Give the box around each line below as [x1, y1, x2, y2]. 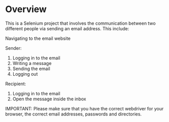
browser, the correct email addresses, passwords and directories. [5, 111, 142, 117]
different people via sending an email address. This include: [5, 25, 130, 31]
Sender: [5, 45, 22, 51]
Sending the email [12, 66, 50, 72]
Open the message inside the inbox [12, 96, 87, 102]
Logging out [12, 71, 38, 77]
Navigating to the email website [5, 35, 71, 41]
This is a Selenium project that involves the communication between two [5, 20, 156, 26]
